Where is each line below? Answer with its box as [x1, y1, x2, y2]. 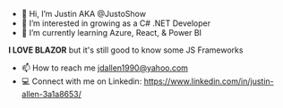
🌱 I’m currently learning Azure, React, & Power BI [21, 28, 202, 37]
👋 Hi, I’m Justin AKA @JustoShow [21, 9, 147, 19]
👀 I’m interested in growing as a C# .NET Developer [21, 18, 211, 29]
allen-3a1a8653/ [21, 89, 82, 99]
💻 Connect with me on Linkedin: [21, 76, 142, 87]
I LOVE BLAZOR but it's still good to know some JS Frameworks [8, 45, 244, 55]
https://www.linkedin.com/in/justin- [143, 76, 274, 87]
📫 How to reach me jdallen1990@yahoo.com [21, 62, 189, 73]
